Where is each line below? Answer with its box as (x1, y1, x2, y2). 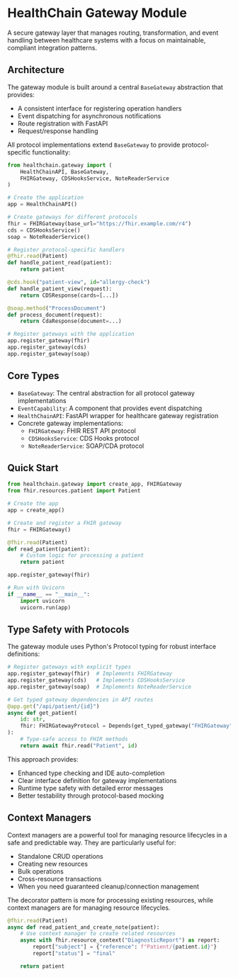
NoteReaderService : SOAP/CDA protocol (28, 441, 144, 450)
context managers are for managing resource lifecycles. (7, 903, 171, 912)
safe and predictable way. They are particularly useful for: (7, 838, 176, 847)
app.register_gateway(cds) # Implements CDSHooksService (7, 677, 186, 684)
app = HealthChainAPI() (7, 201, 78, 208)
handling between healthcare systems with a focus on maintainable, (7, 35, 206, 44)
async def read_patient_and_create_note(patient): (7, 923, 160, 931)
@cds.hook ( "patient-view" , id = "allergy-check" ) (7, 278, 151, 286)
